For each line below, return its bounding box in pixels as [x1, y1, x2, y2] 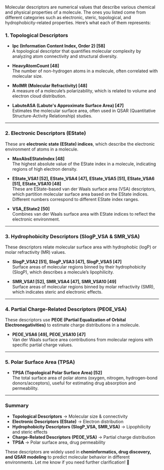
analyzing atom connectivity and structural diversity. [12, 53, 118, 59]
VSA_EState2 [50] [12, 205, 50, 212]
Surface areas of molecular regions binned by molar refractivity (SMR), [12, 284, 155, 290]
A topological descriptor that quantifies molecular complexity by [12, 48, 142, 54]
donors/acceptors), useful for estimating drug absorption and [12, 380, 136, 386]
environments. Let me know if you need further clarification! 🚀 [5, 459, 130, 465]
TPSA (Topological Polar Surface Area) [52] [12, 370, 102, 376]
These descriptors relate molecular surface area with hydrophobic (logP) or [5, 244, 157, 250]
